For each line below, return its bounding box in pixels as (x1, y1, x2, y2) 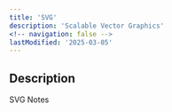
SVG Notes (9, 94, 50, 105)
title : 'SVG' (9, 12, 58, 22)
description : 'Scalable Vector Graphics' (9, 21, 165, 30)
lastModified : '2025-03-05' (9, 37, 113, 47)
